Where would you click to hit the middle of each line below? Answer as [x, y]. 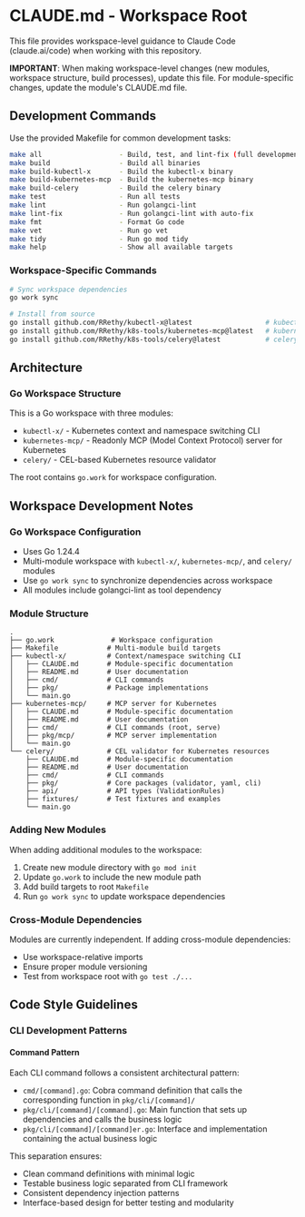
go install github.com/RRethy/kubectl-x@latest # [140, 323]
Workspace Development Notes [101, 506]
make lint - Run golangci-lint [103, 205]
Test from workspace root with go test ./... [108, 977]
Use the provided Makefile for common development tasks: [120, 138]
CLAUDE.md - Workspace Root [128, 16]
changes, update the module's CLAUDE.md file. [98, 87]
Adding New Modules [58, 829]
